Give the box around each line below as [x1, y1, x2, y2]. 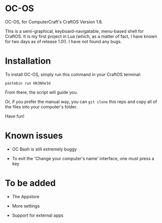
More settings [12, 203, 40, 208]
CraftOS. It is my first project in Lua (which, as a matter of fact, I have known [5, 33, 157, 39]
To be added [5, 178, 56, 189]
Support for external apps [12, 212, 64, 218]
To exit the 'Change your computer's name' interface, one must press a [12, 155, 155, 161]
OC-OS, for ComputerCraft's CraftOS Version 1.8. [5, 19, 103, 25]
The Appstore [12, 193, 40, 199]
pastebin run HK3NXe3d [5, 81, 51, 86]
